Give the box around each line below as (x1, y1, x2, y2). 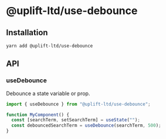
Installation (6, 28, 48, 38)
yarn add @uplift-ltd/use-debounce (6, 43, 93, 49)
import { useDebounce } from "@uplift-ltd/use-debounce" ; (6, 101, 151, 107)
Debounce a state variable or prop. (6, 90, 90, 97)
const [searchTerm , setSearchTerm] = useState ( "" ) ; (11, 117, 141, 123)
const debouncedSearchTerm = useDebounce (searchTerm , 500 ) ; (11, 123, 161, 128)
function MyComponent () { (6, 111, 69, 118)
